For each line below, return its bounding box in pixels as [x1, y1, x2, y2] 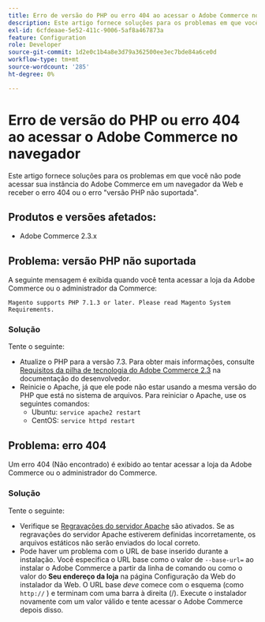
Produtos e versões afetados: [8, 210, 157, 223]
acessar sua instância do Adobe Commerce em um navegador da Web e [8, 179, 244, 189]
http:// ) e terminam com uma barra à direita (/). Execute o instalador [19, 588, 247, 598]
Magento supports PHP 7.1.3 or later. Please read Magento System [8, 299, 231, 307]
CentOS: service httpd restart [31, 416, 136, 425]
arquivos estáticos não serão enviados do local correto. [19, 538, 201, 547]
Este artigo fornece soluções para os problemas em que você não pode [8, 170, 241, 180]
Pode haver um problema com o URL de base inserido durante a [19, 546, 229, 556]
